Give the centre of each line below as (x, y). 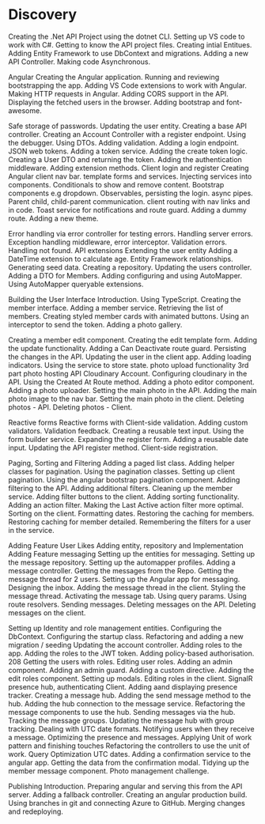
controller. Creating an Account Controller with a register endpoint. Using (127, 134)
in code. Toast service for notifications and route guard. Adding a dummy (127, 210)
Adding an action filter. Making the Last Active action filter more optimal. (126, 505)
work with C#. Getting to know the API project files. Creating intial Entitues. (130, 44)
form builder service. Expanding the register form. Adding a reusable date (129, 439)
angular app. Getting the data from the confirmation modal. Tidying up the (129, 762)
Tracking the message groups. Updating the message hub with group (121, 720)
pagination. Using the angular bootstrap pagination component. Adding (124, 479)
